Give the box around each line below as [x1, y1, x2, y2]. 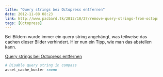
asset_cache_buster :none [5, 67, 57, 73]
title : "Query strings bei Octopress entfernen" [5, 7, 105, 12]
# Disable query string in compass [5, 63, 77, 68]
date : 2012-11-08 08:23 [5, 12, 53, 16]
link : [5, 16, 16, 21]
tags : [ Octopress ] [5, 20, 42, 26]
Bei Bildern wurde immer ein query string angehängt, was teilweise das [5, 34, 147, 40]
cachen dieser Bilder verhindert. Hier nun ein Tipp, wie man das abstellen [5, 39, 152, 45]
